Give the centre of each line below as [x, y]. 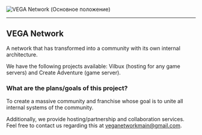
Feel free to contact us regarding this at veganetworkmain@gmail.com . [94, 125]
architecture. [22, 55]
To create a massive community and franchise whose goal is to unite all [95, 101]
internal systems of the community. [50, 107]
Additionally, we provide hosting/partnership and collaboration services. [95, 119]
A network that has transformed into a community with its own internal [93, 48]
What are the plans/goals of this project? [67, 88]
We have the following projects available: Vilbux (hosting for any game [93, 66]
